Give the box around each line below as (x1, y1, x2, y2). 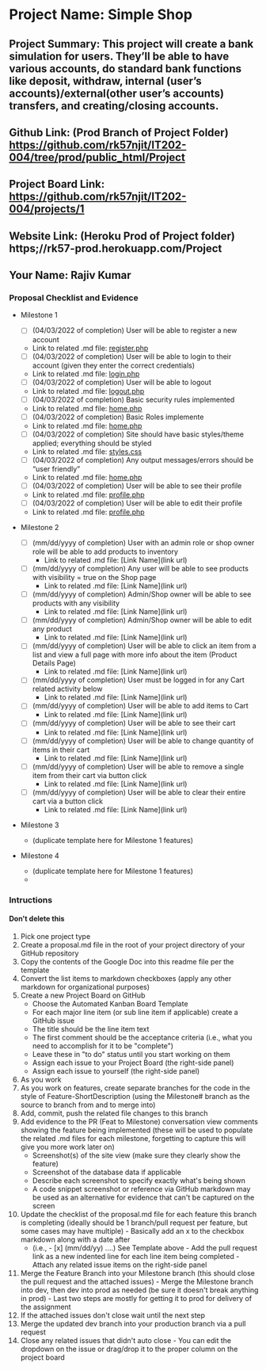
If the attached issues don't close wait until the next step (20, 1310, 205, 1320)
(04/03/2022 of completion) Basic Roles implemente (32, 412, 204, 422)
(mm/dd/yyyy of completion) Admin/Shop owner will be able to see (32, 590, 252, 599)
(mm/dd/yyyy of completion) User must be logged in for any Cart (32, 675, 245, 685)
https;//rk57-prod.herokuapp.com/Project (9, 242, 222, 255)
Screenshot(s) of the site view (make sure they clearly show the (32, 1151, 241, 1160)
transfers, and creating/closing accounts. (9, 99, 219, 113)
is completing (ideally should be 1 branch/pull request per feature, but (20, 1218, 248, 1227)
